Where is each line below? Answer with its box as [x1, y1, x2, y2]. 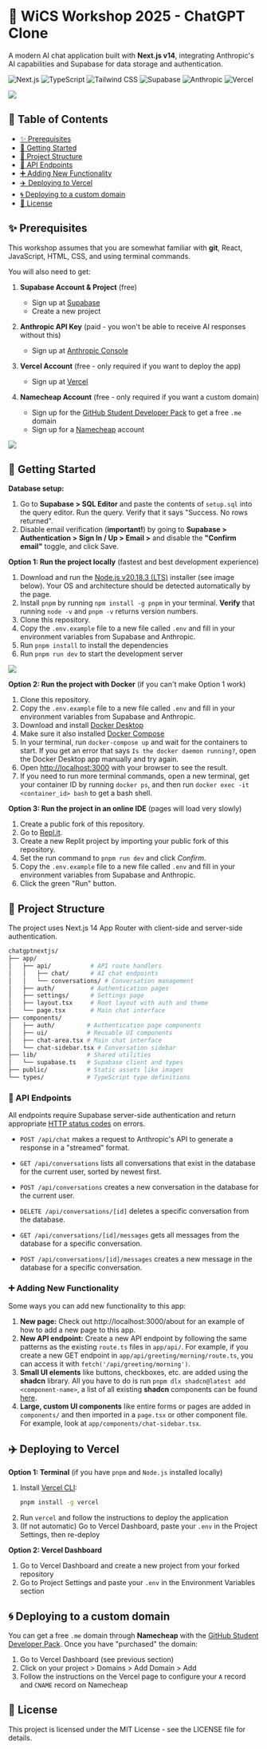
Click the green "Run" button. [19, 879, 117, 888]
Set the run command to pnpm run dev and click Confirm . [19, 853, 206, 863]
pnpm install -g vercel [19, 1498, 100, 1507]
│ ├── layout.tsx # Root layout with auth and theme [8, 999, 209, 1008]
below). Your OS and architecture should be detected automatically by [19, 581, 251, 590]
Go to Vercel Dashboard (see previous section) [19, 1655, 174, 1664]
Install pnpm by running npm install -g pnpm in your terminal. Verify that [19, 598, 255, 608]
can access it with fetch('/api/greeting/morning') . [19, 1358, 191, 1369]
